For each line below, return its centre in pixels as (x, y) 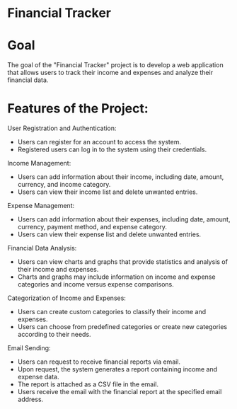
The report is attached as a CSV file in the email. (88, 384)
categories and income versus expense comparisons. (96, 284)
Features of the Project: (78, 109)
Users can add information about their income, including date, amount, (121, 177)
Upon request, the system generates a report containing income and (117, 369)
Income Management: (39, 163)
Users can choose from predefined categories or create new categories (122, 327)
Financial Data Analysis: (42, 248)
